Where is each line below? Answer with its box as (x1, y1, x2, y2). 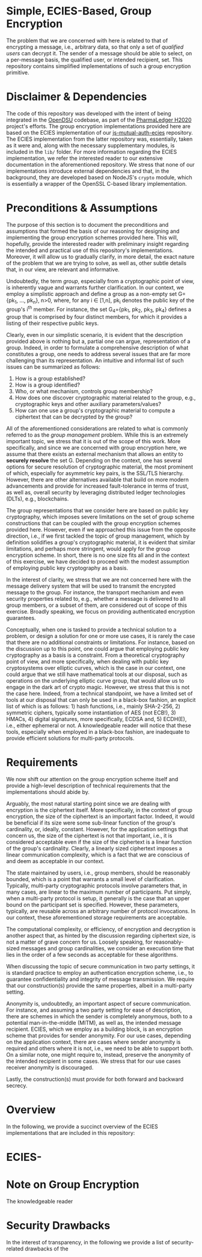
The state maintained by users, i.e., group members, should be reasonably (6, 869, 191, 876)
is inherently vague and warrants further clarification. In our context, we (6, 284, 185, 291)
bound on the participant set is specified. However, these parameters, (6, 901, 179, 908)
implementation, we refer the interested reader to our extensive (6, 155, 164, 162)
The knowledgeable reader (6, 1198, 73, 1205)
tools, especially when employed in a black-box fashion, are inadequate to (6, 728, 190, 736)
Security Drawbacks (6, 1219, 111, 1232)
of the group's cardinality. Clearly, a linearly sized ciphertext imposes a (6, 845, 182, 852)
